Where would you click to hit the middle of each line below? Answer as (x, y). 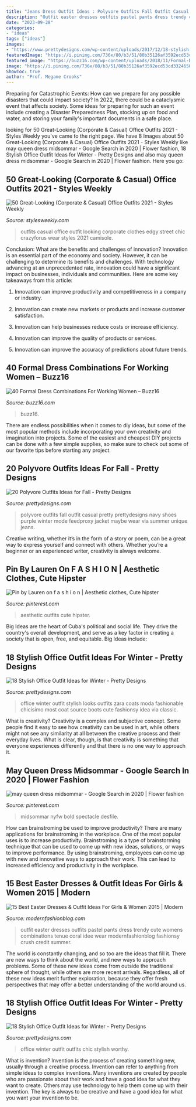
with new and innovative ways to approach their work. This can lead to (91, 859)
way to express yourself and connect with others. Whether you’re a (87, 544)
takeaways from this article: (39, 280)
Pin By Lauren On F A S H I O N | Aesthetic (83, 569)
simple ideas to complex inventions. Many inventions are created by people (97, 1072)
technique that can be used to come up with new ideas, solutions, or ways (95, 847)
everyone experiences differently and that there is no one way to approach (96, 746)
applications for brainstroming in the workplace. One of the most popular (94, 834)
